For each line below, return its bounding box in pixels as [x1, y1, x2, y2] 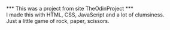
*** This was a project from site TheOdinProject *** [6, 5, 133, 12]
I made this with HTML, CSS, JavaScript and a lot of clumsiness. [6, 11, 165, 18]
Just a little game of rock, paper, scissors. [6, 18, 110, 24]
